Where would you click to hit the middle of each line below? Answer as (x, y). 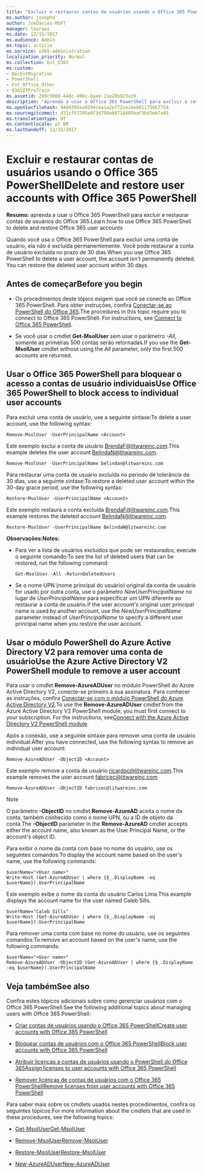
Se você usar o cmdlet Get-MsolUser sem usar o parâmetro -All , (95, 336)
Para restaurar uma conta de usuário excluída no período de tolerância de (98, 474)
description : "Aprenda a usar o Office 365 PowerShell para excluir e (97, 101)
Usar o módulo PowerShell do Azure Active (89, 642)
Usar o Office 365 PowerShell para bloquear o (94, 374)
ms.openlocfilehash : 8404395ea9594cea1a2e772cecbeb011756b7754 (88, 107)
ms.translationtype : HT (36, 118)
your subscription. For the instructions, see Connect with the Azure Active (98, 718)
